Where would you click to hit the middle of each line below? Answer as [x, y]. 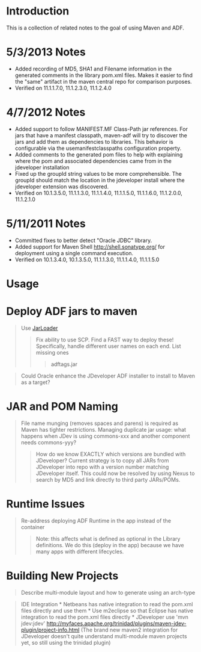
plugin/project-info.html [50, 630]
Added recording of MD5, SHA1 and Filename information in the [93, 69]
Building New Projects [62, 576]
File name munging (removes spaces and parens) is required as [100, 423]
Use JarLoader [39, 328]
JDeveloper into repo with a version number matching [102, 467]
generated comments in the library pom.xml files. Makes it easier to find [104, 75]
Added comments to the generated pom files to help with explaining [99, 154]
